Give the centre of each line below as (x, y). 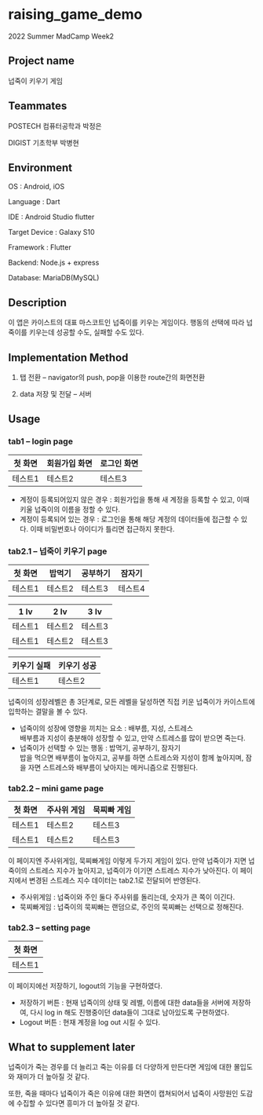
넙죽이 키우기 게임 (35, 81)
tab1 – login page (40, 441)
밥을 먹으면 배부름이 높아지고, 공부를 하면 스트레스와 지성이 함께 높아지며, (131, 757)
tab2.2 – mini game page (56, 788)
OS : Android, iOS (37, 187)
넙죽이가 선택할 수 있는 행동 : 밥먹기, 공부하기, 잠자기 (100, 748)
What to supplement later (72, 1047)
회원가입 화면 (69, 463)
